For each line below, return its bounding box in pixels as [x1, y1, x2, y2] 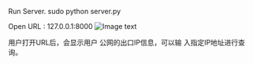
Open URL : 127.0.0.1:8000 [8, 22, 93, 30]
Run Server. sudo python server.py [8, 7, 121, 16]
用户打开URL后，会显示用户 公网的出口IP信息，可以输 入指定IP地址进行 [8, 38, 239, 47]
